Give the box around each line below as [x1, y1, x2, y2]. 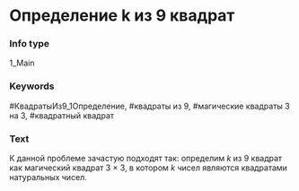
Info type [9, 38, 50, 50]
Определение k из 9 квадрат [9, 5, 235, 26]
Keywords [9, 80, 55, 92]
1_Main [9, 57, 35, 68]
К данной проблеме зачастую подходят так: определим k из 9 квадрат [9, 153, 283, 164]
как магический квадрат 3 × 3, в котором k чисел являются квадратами [9, 162, 287, 173]
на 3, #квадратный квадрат [9, 109, 115, 121]
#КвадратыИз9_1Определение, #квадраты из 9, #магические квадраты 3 [9, 100, 290, 111]
